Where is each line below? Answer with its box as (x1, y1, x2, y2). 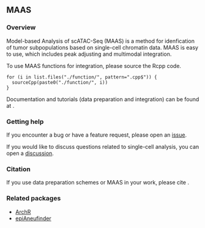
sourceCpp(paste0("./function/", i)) (12, 79, 108, 85)
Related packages (6, 194, 61, 203)
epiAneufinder (15, 215, 52, 222)
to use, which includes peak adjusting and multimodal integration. (6, 50, 172, 58)
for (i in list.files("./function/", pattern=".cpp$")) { (6, 74, 157, 80)
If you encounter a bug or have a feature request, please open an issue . (6, 131, 187, 139)
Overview (6, 23, 36, 32)
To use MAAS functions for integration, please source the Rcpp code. (6, 62, 182, 69)
